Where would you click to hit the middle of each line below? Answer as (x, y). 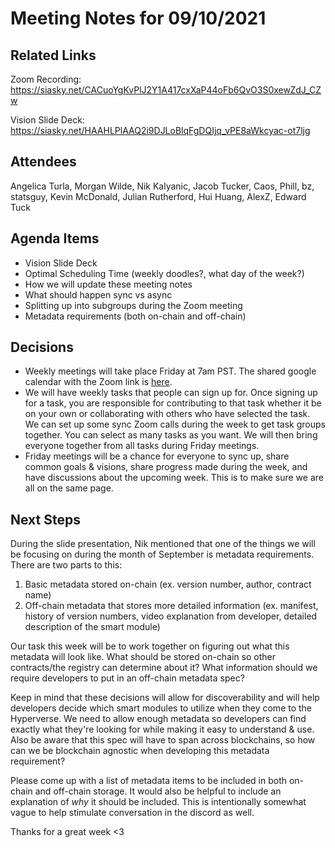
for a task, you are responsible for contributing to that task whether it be (173, 403)
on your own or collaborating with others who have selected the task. (167, 414)
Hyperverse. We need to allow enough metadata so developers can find (158, 719)
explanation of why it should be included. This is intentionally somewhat (158, 802)
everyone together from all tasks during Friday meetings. (142, 446)
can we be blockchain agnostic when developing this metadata (140, 751)
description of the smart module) (92, 627)
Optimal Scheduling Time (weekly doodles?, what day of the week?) (164, 273)
